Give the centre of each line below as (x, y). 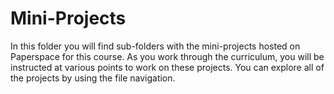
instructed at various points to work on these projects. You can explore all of (167, 67)
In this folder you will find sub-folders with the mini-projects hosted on (155, 46)
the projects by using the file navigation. (93, 78)
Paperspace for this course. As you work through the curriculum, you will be (167, 56)
